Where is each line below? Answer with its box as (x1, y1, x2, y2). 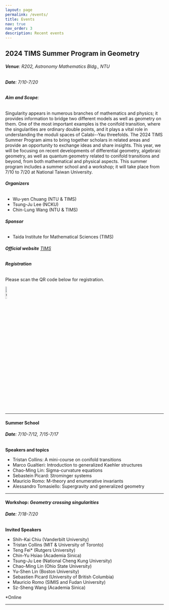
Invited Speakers (5, 527, 42, 533)
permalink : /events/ (5, 12, 49, 17)
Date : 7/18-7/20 (5, 511, 38, 517)
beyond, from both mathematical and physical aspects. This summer (5, 158, 147, 164)
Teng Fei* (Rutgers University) (12, 547, 75, 553)
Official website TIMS (5, 245, 51, 251)
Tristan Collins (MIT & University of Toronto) (12, 542, 104, 548)
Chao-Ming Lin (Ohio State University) (12, 563, 92, 569)
